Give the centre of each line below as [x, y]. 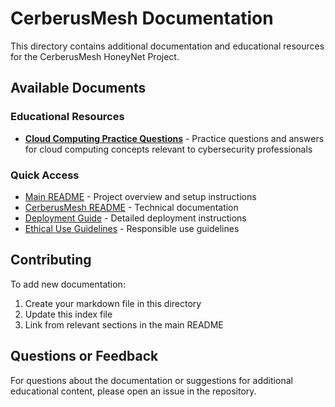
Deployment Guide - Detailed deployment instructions [135, 218]
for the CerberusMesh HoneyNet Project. [95, 56]
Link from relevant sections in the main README [124, 324]
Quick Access [45, 175]
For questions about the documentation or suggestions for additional [151, 380]
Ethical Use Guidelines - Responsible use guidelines [132, 228]
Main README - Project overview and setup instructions [140, 196]
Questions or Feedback [84, 356]
